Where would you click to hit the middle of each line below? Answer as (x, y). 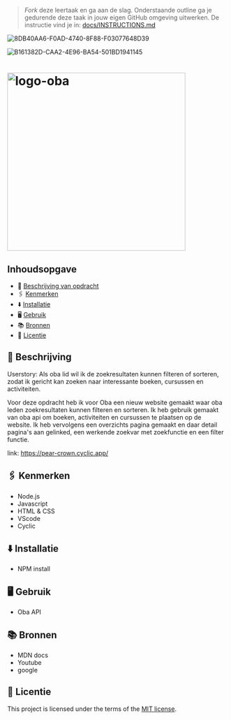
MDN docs (33, 655)
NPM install (34, 569)
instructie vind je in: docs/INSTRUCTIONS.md (90, 25)
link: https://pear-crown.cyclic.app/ (58, 453)
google (28, 670)
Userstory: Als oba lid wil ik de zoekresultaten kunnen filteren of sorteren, (113, 374)
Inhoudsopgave (42, 269)
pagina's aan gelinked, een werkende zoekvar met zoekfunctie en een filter (115, 432)
